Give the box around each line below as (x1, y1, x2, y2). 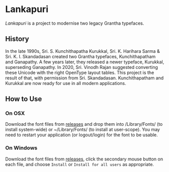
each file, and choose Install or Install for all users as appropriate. (5, 161, 154, 167)
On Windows (5, 144, 38, 151)
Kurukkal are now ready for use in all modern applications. (5, 80, 127, 86)
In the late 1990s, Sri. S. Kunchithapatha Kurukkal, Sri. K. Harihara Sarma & (5, 48, 160, 54)
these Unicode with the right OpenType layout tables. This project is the (5, 69, 154, 75)
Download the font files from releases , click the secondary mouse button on (5, 156, 163, 162)
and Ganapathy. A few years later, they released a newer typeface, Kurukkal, (5, 59, 164, 65)
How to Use (5, 95, 42, 104)
